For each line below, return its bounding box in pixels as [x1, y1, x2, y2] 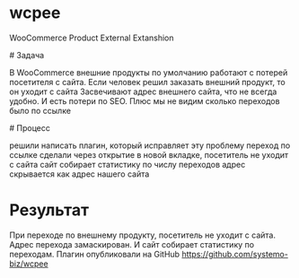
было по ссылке [9, 105, 72, 116]
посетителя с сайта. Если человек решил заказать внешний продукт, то [9, 76, 286, 87]
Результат [9, 200, 90, 221]
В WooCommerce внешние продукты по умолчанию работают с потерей [9, 66, 288, 78]
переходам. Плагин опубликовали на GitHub [9, 248, 180, 259]
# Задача [9, 49, 45, 60]
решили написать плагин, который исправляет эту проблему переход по [9, 140, 291, 151]
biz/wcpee [9, 258, 48, 269]
